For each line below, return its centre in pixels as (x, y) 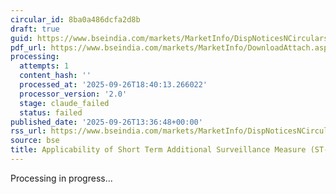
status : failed (51, 112)
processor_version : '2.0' (73, 94)
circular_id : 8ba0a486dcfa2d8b (75, 19)
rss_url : (28, 131)
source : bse (35, 141)
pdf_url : (28, 47)
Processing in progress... (61, 178)
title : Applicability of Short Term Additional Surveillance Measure (158, 150)
